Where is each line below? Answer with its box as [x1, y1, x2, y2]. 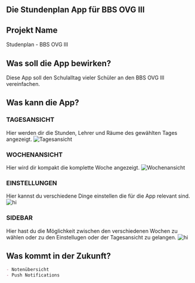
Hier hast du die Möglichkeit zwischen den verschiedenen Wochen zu [6, 227, 178, 235]
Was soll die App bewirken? [6, 58, 112, 68]
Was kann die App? [6, 98, 79, 108]
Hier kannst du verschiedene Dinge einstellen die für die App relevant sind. [6, 192, 190, 199]
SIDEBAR [6, 214, 33, 222]
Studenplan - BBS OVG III [6, 41, 69, 48]
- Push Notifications [6, 272, 60, 278]
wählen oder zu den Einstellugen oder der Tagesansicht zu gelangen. [6, 233, 177, 241]
